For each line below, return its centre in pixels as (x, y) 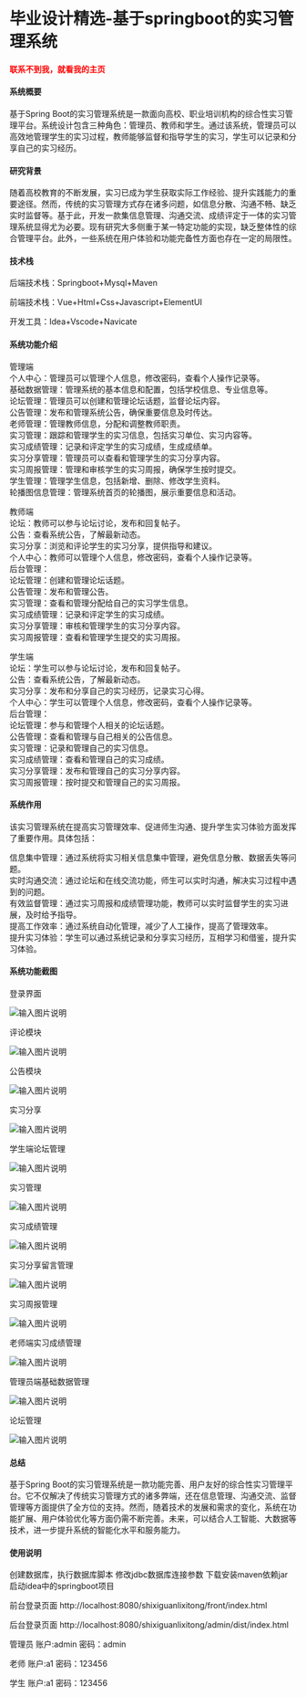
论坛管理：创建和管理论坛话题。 (69, 580)
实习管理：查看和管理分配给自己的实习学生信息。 (101, 603)
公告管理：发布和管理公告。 (61, 591)
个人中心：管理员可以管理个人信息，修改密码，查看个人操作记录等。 (137, 378)
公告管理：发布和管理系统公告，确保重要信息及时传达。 (113, 412)
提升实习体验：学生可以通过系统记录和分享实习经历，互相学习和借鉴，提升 (149, 937)
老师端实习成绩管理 (46, 1343)
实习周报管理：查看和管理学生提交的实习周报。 (97, 637)
